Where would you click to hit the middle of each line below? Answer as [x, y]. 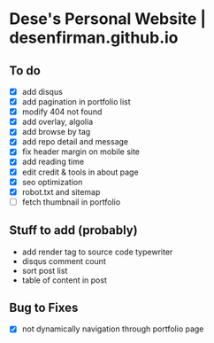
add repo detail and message [75, 142]
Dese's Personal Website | [107, 19]
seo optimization [52, 182]
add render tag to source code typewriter [97, 252]
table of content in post [65, 280]
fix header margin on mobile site [80, 152]
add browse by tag [56, 132]
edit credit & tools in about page [80, 172]
